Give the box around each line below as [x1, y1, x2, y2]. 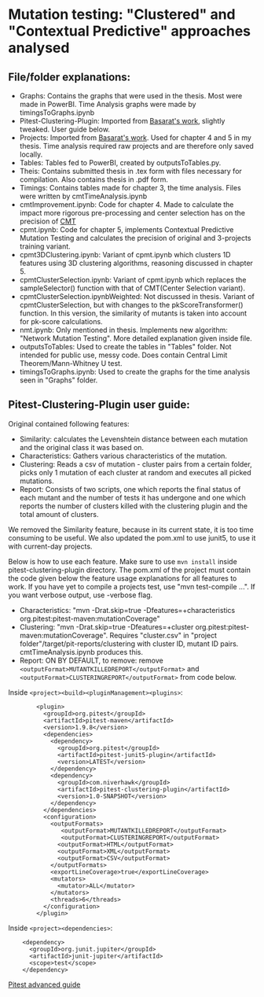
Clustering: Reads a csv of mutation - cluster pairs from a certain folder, [19, 459, 253, 469]
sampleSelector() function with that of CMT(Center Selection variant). [19, 283, 246, 293]
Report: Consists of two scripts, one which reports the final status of [19, 484, 241, 493]
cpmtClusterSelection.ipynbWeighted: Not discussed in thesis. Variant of [19, 292, 255, 301]
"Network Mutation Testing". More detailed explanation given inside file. [19, 334, 253, 343]
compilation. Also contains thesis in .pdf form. [19, 175, 169, 184]
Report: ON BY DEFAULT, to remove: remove [19, 655, 163, 665]
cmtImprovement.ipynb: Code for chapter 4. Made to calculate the [19, 200, 234, 209]
